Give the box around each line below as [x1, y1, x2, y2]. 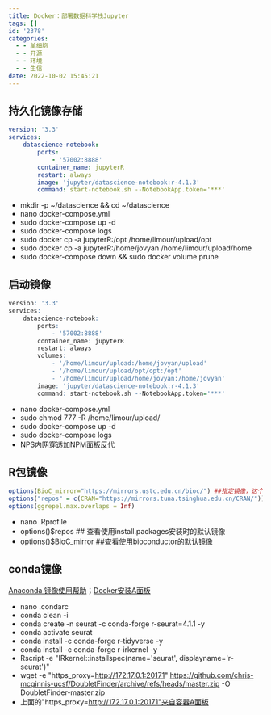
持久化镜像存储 [8, 104, 83, 118]
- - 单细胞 [15, 42, 48, 50]
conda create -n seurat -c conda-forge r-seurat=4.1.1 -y [19, 619, 206, 629]
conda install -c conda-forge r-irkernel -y [19, 644, 158, 654]
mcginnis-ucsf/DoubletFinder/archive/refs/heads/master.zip [19, 679, 220, 688]
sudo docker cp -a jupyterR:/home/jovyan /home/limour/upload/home [19, 243, 252, 253]
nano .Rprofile [19, 516, 67, 526]
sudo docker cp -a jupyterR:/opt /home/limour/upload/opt [19, 235, 212, 245]
